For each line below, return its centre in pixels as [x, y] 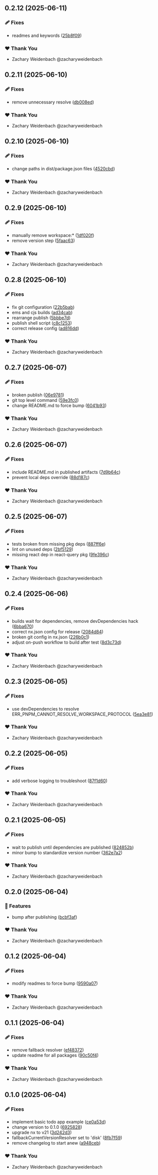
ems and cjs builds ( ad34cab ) [42, 312]
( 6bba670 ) [23, 626]
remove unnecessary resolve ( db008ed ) [53, 102]
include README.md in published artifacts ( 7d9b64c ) [66, 472]
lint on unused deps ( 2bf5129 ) [43, 549]
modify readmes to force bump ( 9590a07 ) [55, 983]
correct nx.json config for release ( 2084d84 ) [57, 631]
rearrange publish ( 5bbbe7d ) [41, 318]
